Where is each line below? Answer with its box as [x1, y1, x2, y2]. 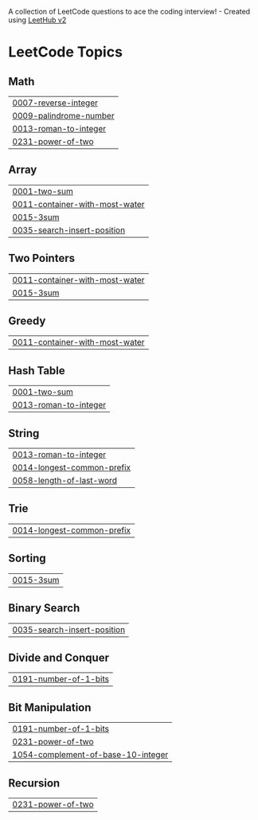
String [8, 426, 40, 440]
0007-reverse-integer [12, 97, 98, 108]
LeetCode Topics [8, 43, 123, 61]
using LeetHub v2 [8, 15, 67, 25]
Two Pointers [8, 252, 76, 265]
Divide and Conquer [8, 650, 110, 664]
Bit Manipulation [8, 701, 92, 714]
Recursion [8, 776, 61, 790]
